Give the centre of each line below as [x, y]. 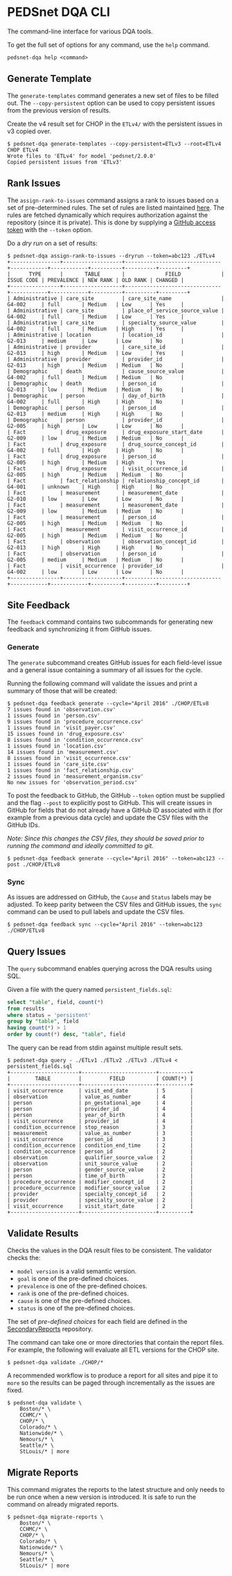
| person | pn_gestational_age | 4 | [100, 1103]
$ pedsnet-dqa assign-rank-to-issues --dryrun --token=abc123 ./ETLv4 [111, 256]
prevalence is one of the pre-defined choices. [82, 1286]
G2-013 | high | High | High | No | [96, 547]
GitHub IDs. [24, 824]
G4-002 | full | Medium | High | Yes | [96, 329]
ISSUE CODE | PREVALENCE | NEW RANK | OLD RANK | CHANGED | [96, 280]
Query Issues [37, 952]
